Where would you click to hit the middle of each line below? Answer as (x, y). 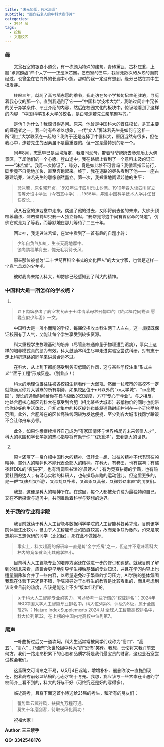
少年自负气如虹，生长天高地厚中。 (51, 243)
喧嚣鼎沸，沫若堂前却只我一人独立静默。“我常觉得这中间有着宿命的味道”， (80, 217)
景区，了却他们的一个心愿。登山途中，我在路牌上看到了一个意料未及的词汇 (80, 159)
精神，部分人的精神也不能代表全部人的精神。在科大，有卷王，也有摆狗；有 (80, 463)
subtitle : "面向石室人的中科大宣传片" (40, 14)
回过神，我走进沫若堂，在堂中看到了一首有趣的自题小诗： (72, 233)
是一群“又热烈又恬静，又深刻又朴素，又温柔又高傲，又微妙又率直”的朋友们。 (82, 482)
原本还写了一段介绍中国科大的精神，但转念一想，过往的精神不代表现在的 (86, 457)
